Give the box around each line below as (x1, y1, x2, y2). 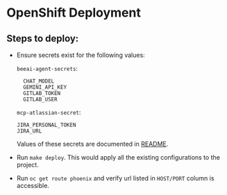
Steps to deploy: (6, 33, 79, 44)
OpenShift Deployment (6, 5, 142, 21)
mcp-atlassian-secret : (16, 108, 81, 116)
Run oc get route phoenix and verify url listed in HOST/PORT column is (16, 174, 215, 182)
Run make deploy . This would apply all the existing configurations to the (16, 153, 220, 161)
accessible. (16, 182, 50, 189)
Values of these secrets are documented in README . (16, 140, 169, 148)
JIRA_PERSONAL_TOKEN (16, 121, 76, 128)
